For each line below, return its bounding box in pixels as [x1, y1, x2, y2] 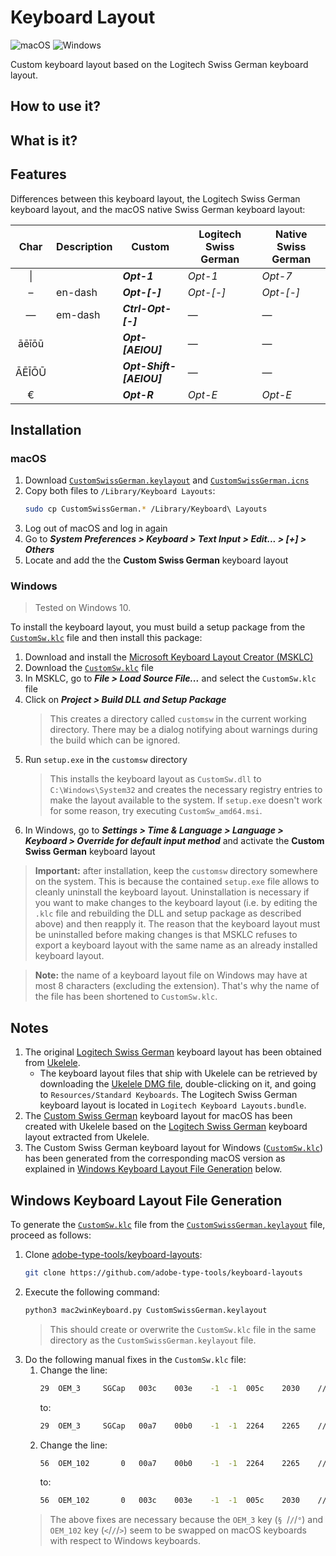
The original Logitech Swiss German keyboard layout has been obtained [24, 1046, 322, 1058]
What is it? [10, 132, 78, 149]
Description [56, 239, 113, 253]
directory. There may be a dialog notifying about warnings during [49, 724, 318, 736]
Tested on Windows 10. [34, 602, 132, 614]
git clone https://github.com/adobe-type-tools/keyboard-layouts [24, 1268, 303, 1278]
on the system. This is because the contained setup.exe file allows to [34, 876, 320, 888]
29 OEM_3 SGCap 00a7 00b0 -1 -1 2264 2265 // [39, 1421, 327, 1431]
